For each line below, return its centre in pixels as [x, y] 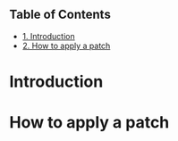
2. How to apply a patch [66, 46]
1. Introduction [48, 36]
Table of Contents [60, 15]
